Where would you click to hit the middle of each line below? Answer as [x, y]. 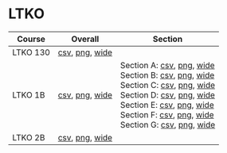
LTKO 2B [29, 137]
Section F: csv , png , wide [167, 114]
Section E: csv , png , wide [167, 105]
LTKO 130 [31, 52]
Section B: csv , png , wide [167, 75]
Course [31, 39]
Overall [85, 39]
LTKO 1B [29, 94]
